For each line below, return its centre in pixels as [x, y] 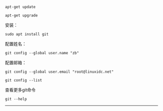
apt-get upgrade [21, 16]
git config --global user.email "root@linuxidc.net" [59, 72]
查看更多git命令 [20, 90]
